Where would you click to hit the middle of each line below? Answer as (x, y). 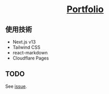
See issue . (16, 86)
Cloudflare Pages (31, 58)
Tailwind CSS (26, 47)
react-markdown (30, 53)
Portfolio (85, 9)
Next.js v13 (24, 42)
